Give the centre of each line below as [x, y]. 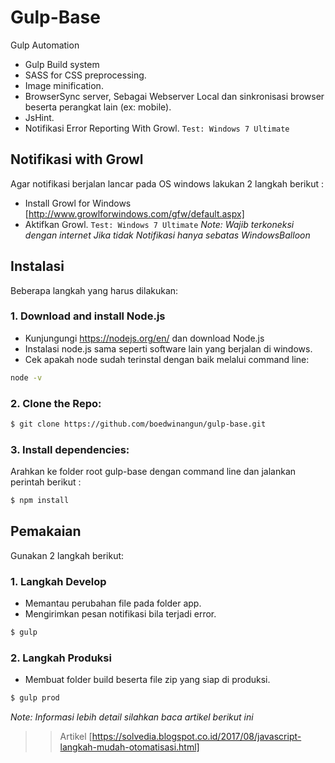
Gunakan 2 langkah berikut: [67, 555]
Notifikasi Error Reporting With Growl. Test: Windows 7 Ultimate [157, 128]
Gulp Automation [45, 45]
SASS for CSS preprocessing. [85, 75]
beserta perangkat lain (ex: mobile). [98, 107]
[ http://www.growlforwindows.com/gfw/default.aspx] [134, 213]
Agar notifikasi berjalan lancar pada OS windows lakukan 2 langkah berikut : [167, 183]
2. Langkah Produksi [61, 658]
